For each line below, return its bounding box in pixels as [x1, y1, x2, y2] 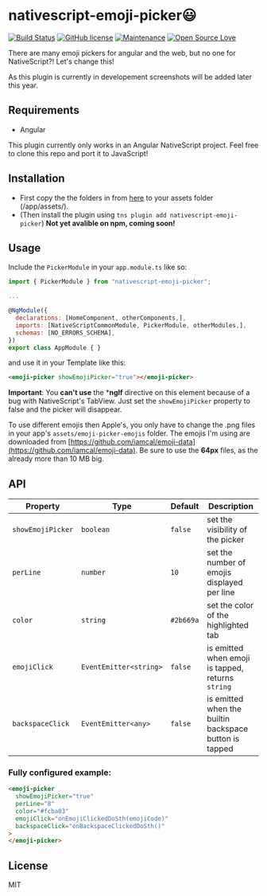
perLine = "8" [15, 800, 56, 808]
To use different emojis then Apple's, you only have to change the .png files [8, 421, 256, 430]
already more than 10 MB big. [8, 454, 105, 464]
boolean [80, 525, 110, 534]
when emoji [206, 652, 250, 663]
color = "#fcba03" [15, 807, 69, 815]
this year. [8, 80, 38, 90]
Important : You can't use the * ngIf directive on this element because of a [8, 388, 250, 397]
